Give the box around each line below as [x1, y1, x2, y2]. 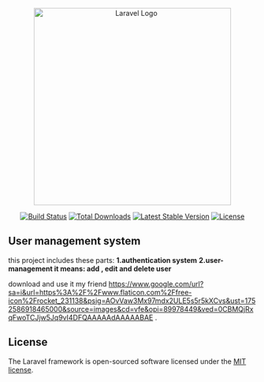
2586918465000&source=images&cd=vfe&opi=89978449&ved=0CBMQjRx [8, 304, 254, 313]
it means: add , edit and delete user [54, 264, 172, 273]
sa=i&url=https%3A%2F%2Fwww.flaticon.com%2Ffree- [8, 287, 192, 297]
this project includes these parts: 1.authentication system [8, 255, 198, 264]
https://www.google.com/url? [108, 279, 204, 288]
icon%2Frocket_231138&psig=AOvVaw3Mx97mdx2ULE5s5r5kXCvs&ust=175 [8, 296, 256, 305]
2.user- [199, 255, 225, 264]
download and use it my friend [8, 279, 107, 288]
